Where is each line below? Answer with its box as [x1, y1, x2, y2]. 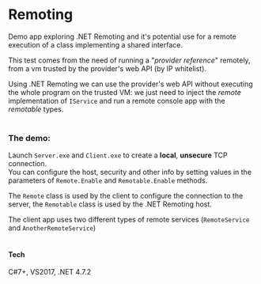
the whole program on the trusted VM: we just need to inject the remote [8, 87, 241, 97]
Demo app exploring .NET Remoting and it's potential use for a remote [8, 32, 237, 41]
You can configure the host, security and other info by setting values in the [8, 168, 252, 177]
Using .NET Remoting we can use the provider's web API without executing [8, 79, 253, 89]
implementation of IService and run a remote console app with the [8, 96, 225, 105]
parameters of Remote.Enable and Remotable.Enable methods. [8, 176, 208, 185]
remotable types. [8, 104, 64, 114]
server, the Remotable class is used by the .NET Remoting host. [8, 199, 212, 209]
